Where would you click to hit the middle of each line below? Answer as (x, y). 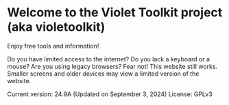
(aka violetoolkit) (56, 27)
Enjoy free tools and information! (53, 46)
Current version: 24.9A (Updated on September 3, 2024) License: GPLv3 (110, 94)
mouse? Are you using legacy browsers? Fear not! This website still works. (112, 66)
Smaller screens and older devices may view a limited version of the (103, 74)
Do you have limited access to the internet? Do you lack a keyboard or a (109, 59)
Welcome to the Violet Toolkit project (115, 13)
